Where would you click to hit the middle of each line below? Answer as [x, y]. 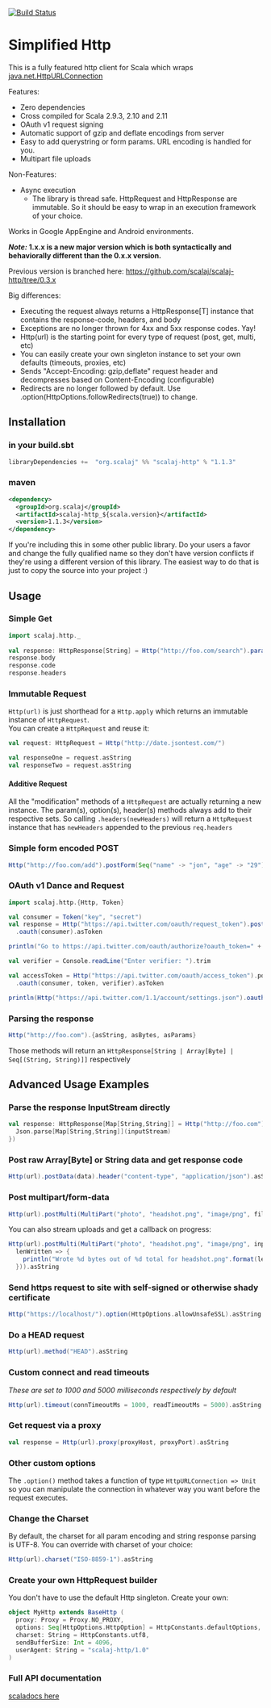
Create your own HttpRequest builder [83, 1580]
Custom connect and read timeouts [79, 1372]
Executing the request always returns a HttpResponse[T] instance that [137, 311]
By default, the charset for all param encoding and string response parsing [132, 1536]
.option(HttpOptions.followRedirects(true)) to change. [109, 396]
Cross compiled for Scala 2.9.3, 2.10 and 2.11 [94, 115]
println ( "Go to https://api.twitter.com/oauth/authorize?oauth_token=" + [135, 947]
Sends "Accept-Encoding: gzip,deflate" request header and [119, 370]
